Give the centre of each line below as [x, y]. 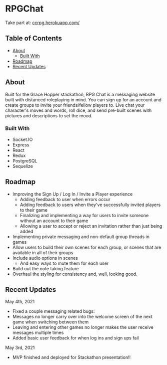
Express [21, 145]
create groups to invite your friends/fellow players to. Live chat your [75, 105]
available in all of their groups [43, 252]
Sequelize [23, 166]
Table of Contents [34, 38]
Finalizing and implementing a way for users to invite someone [84, 215]
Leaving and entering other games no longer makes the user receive [83, 327]
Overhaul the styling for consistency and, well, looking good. [75, 274]
